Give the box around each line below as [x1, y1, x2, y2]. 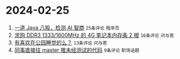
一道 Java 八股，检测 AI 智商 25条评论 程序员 [14, 24, 120, 31]
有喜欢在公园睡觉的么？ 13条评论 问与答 [14, 39, 108, 46]
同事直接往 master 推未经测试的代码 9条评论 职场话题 [14, 46, 140, 54]
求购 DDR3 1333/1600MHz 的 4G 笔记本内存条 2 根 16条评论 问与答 [14, 31, 175, 39]
